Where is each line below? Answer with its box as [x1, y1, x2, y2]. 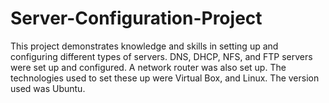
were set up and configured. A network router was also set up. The [10, 61, 287, 73]
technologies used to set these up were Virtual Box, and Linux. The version [10, 72, 320, 84]
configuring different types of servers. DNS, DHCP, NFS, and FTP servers [10, 50, 313, 62]
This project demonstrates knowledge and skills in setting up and [10, 40, 279, 52]
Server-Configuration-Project [10, 7, 263, 30]
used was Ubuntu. [10, 82, 86, 94]
